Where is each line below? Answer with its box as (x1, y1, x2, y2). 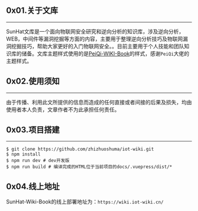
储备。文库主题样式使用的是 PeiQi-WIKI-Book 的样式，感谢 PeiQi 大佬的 (21, 50, 190, 57)
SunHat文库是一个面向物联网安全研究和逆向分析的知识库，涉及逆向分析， (6, 28, 184, 35)
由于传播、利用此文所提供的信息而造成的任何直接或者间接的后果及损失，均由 (6, 98, 192, 105)
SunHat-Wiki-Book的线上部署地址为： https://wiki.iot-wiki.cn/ (6, 198, 164, 205)
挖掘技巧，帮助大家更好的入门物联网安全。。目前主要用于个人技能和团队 (11, 42, 184, 50)
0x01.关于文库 (6, 5, 58, 16)
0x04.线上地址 (6, 182, 60, 192)
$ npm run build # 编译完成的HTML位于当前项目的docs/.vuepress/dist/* (6, 164, 173, 170)
